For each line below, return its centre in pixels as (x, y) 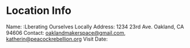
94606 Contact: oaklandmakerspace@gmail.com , (66, 32)
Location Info (39, 11)
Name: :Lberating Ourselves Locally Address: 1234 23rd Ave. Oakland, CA (95, 27)
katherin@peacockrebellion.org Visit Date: (57, 39)
